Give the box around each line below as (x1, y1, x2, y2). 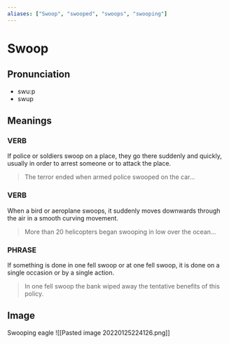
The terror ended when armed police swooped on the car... (24, 173, 195, 181)
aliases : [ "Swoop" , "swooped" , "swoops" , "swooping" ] (7, 10, 168, 18)
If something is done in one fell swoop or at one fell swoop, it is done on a (7, 260, 220, 269)
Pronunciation (7, 68, 71, 81)
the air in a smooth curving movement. (7, 213, 119, 222)
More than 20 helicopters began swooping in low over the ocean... (24, 227, 216, 236)
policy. (24, 289, 44, 298)
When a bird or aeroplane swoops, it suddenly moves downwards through (7, 206, 221, 215)
